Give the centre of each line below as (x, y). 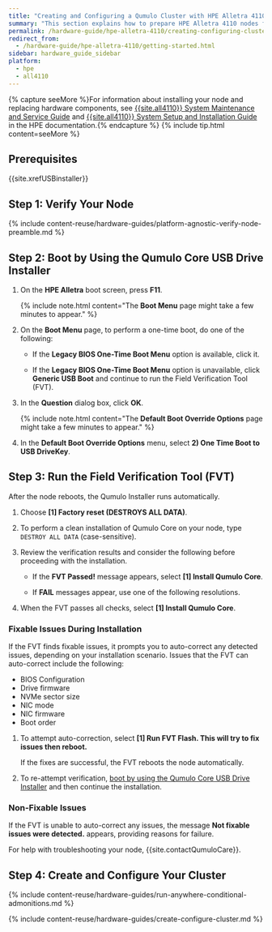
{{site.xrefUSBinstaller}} (49, 178)
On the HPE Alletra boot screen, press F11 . (91, 290)
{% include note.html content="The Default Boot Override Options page (141, 419)
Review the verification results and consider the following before (127, 552)
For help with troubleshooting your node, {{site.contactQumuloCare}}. (125, 850)
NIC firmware (42, 714)
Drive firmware (45, 688)
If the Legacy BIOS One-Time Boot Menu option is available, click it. (146, 354)
